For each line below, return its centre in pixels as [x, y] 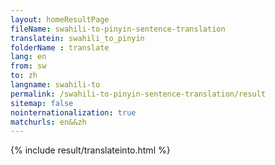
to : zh [24, 76]
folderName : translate [60, 47]
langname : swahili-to [55, 85]
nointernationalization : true [73, 112]
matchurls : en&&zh [48, 122]
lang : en [28, 57]
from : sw [28, 66]
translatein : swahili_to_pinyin [77, 38]
